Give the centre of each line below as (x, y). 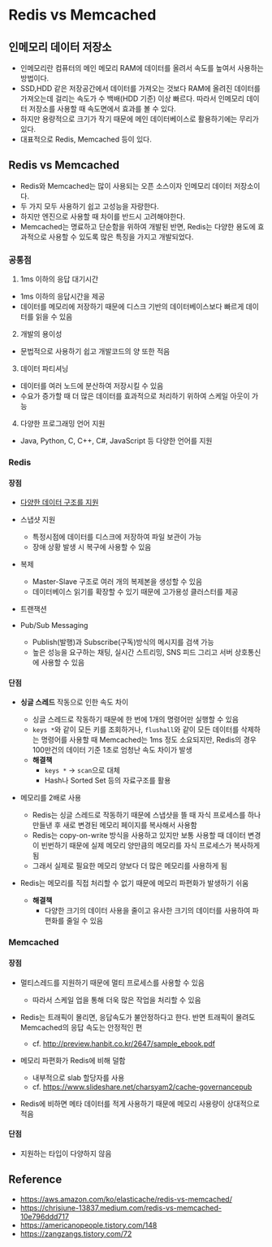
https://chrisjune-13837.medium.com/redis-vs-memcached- (121, 1208)
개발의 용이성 (41, 334)
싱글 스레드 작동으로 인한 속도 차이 (74, 702)
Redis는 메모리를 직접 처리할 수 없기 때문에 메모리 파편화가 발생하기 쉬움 (134, 883)
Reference (35, 1180)
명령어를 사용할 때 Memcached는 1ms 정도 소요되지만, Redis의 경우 (149, 740)
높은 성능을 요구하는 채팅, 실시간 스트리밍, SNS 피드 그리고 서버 (132, 652)
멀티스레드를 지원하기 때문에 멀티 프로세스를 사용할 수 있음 (112, 983)
